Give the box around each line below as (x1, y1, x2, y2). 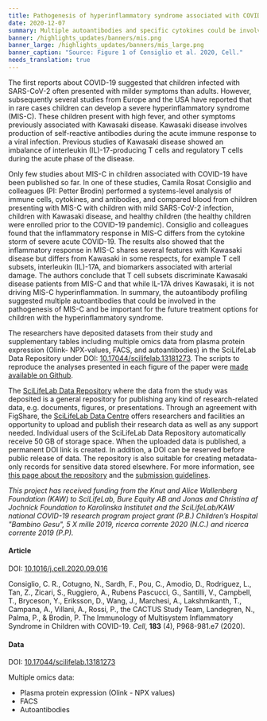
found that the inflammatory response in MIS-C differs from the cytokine (8, 228, 245, 238)
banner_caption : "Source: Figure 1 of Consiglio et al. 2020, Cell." (8, 48, 244, 56)
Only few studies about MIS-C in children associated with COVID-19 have (8, 169, 248, 179)
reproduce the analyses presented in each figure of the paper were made (8, 362, 249, 371)
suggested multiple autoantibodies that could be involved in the (8, 296, 216, 305)
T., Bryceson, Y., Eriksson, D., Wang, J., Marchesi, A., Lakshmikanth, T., (8, 596, 242, 606)
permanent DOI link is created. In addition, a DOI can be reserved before (8, 444, 245, 454)
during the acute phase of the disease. (8, 153, 135, 163)
